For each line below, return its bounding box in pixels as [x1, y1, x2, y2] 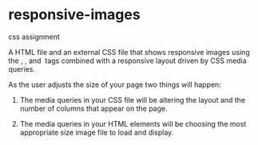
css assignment [8, 32, 60, 41]
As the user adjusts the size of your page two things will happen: [8, 80, 221, 89]
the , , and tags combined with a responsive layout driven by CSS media [8, 56, 247, 65]
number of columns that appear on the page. [19, 104, 168, 113]
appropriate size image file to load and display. [19, 127, 174, 137]
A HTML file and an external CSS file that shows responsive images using [8, 47, 250, 57]
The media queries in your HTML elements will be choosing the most [19, 119, 247, 128]
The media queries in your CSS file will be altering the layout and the [19, 95, 246, 104]
